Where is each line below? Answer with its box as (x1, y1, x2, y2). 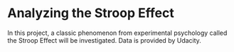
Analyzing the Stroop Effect (7, 5, 174, 21)
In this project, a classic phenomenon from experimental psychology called (7, 28, 228, 37)
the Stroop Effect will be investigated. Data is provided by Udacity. (7, 36, 201, 44)
